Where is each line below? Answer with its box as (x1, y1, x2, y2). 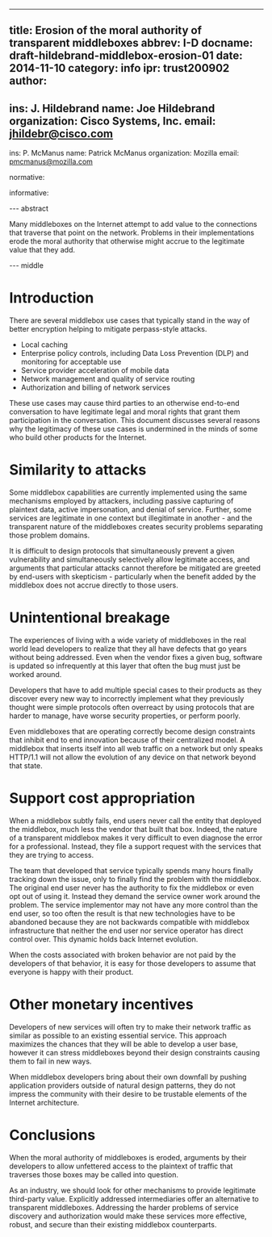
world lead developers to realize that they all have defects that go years (9, 644, 247, 654)
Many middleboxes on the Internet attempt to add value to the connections (9, 219, 257, 229)
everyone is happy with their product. (9, 967, 134, 976)
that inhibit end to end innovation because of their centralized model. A (9, 735, 245, 745)
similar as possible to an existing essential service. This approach (9, 1030, 227, 1040)
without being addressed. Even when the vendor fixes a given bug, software (9, 653, 263, 662)
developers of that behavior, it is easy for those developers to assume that (9, 958, 257, 968)
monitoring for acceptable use (20, 357, 122, 367)
